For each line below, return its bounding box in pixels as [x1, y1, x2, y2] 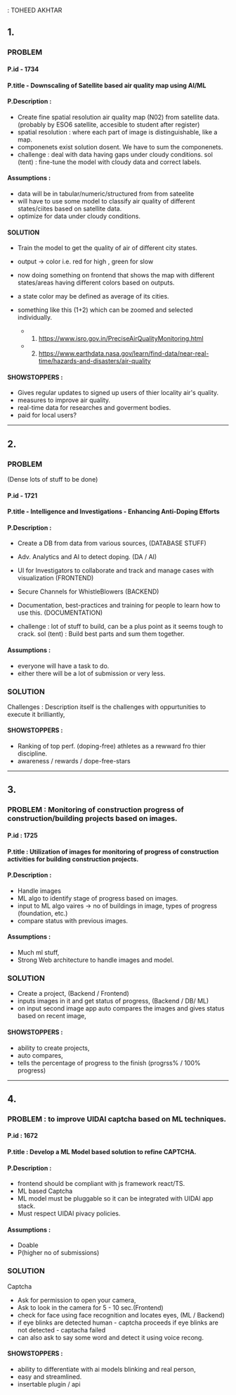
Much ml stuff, [17, 949, 60, 956]
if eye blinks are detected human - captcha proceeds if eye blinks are [17, 1318, 219, 1327]
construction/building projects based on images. [7, 813, 178, 823]
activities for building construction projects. [7, 855, 139, 863]
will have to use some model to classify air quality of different [17, 196, 195, 205]
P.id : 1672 [7, 1132, 39, 1140]
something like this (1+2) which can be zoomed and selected [17, 306, 193, 314]
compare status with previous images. [17, 916, 129, 925]
